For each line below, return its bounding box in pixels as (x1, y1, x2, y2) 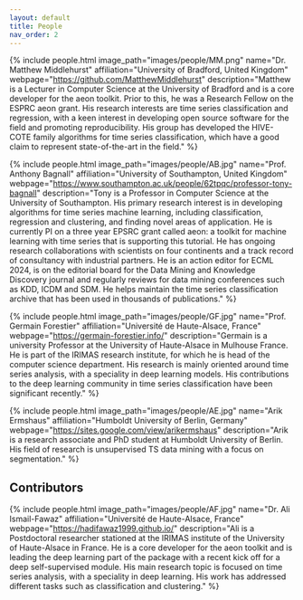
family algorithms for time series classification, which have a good (33, 132, 279, 143)
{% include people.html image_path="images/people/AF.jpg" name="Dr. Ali (9, 504, 291, 515)
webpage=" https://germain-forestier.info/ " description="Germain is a (9, 330, 269, 341)
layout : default (9, 13, 71, 23)
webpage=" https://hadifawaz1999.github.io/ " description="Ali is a (9, 523, 255, 534)
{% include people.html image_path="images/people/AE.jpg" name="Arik (9, 405, 283, 416)
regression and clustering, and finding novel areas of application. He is (9, 216, 273, 227)
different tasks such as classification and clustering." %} (9, 581, 220, 592)
